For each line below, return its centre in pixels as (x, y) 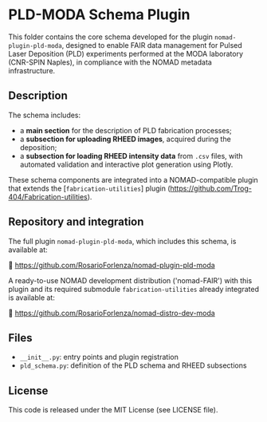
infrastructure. (32, 70)
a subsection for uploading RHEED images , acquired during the (125, 139)
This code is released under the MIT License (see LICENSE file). (113, 410)
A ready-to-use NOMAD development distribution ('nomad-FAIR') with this (130, 280)
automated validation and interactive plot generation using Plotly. (126, 164)
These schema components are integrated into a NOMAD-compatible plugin (133, 179)
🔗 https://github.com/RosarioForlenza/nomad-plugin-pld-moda (112, 265)
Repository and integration (76, 222)
